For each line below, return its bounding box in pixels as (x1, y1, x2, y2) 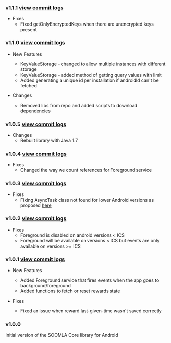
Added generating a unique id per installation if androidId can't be (20, 77, 159, 83)
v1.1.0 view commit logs (5, 39, 65, 46)
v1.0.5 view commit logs (5, 120, 67, 128)
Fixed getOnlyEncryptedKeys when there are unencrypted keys (20, 21, 154, 27)
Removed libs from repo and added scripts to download (20, 102, 138, 108)
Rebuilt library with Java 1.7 (20, 137, 78, 143)
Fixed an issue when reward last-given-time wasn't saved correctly (20, 308, 162, 314)
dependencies (20, 108, 51, 114)
